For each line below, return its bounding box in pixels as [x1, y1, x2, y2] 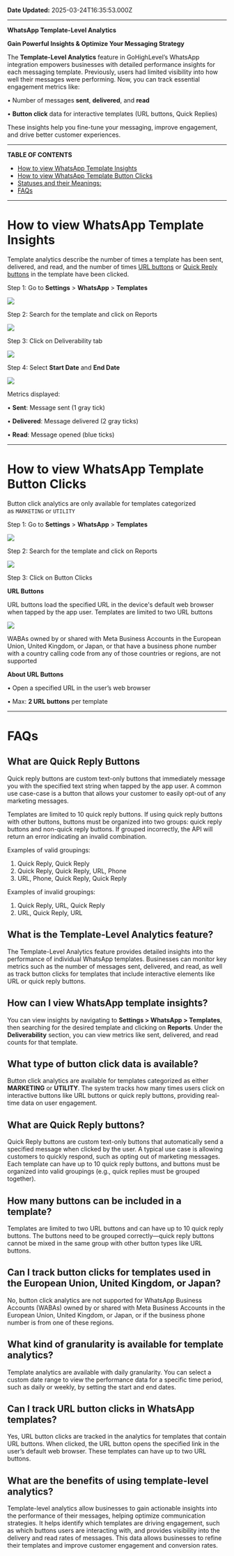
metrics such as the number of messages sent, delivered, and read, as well [7, 962, 223, 970]
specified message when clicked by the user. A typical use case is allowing [7, 1145, 223, 1154]
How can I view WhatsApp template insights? [7, 997, 208, 1009]
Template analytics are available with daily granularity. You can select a [7, 1368, 212, 1376]
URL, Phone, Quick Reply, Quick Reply [17, 874, 127, 882]
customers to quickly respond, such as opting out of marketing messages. [7, 1152, 221, 1161]
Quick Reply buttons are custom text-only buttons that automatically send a [7, 1138, 224, 1146]
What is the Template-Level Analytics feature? [7, 929, 214, 941]
